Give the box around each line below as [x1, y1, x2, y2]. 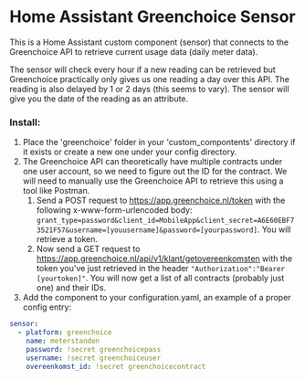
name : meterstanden [26, 336, 100, 345]
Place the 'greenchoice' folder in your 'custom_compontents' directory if [22, 137, 296, 148]
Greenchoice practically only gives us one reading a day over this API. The [9, 73, 290, 84]
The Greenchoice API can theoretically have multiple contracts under [22, 156, 283, 167]
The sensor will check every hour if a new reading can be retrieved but [9, 64, 276, 75]
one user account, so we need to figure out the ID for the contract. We [22, 166, 288, 177]
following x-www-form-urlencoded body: [36, 205, 193, 216]
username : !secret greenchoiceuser [26, 354, 162, 363]
